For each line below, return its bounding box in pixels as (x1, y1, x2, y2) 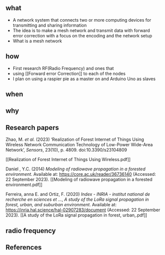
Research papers (5, 123, 59, 132)
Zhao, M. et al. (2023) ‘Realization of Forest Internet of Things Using (5, 136, 144, 142)
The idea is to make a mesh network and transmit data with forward (12, 27, 150, 33)
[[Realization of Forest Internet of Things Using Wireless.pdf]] (5, 157, 131, 162)
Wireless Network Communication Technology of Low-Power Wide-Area (5, 142, 153, 148)
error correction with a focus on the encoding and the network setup (12, 32, 152, 38)
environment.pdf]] (5, 182, 43, 188)
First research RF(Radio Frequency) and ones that (12, 65, 114, 71)
